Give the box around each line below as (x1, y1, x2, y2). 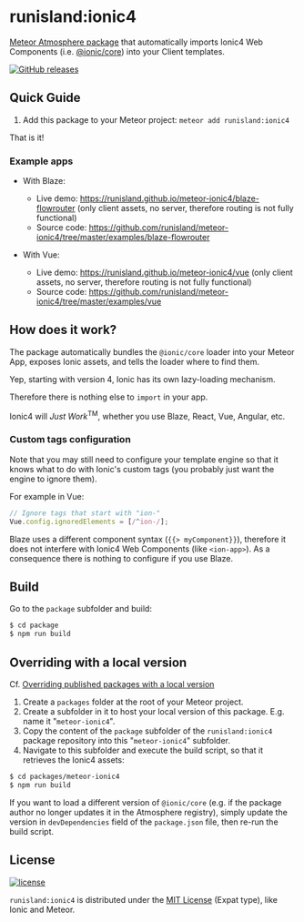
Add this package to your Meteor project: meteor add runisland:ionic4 (22, 114, 289, 125)
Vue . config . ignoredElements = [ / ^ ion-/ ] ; (9, 517, 169, 526)
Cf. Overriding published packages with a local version (9, 678, 215, 689)
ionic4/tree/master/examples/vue (35, 296, 162, 307)
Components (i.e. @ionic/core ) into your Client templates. (9, 46, 226, 56)
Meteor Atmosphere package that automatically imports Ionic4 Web (9, 36, 264, 47)
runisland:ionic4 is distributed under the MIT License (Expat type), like (9, 894, 278, 905)
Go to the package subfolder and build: (9, 603, 153, 614)
